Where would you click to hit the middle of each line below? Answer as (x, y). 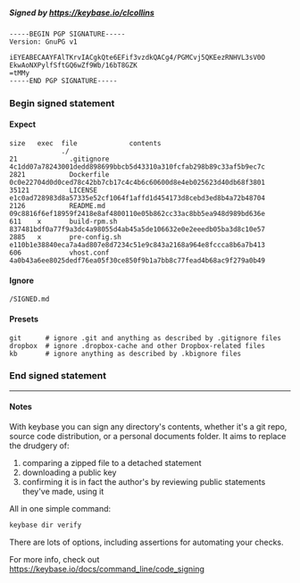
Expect (23, 124)
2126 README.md (57, 206)
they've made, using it (63, 491)
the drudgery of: (39, 446)
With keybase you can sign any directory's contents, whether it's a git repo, (148, 427)
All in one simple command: (60, 508)
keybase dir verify (46, 525)
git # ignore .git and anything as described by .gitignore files (145, 338)
